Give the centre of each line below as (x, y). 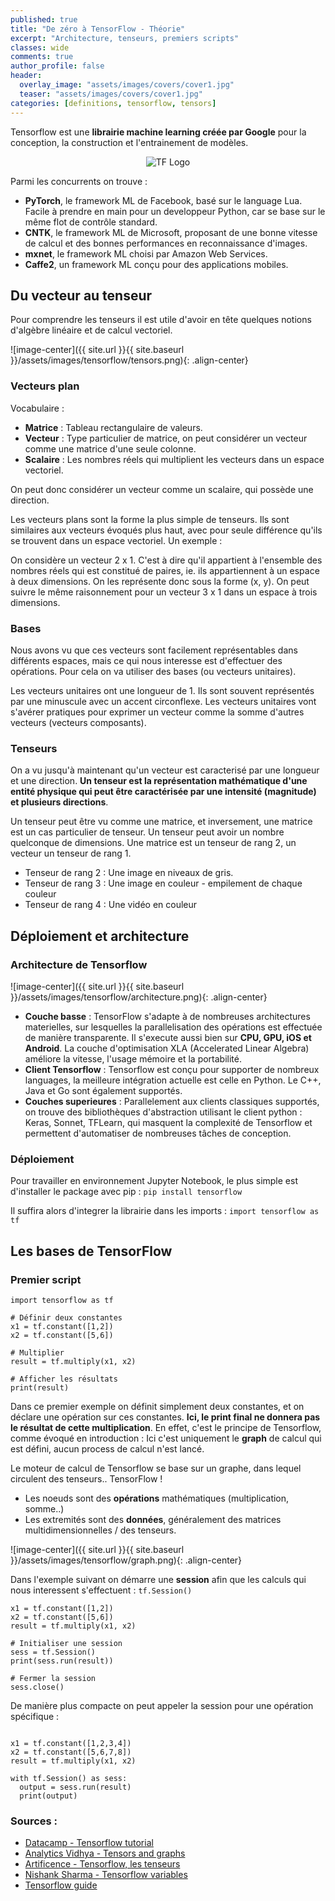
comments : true (42, 57)
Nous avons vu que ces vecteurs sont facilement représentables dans (154, 650)
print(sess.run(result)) (62, 1661)
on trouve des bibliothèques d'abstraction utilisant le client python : (163, 1112)
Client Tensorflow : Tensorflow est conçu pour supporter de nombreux (172, 1069)
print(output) (48, 1796)
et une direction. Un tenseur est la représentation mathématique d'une (159, 781)
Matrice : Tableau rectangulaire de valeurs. (113, 427)
